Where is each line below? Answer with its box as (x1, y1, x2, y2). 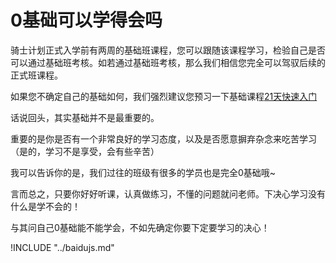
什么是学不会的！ (10, 200, 81, 212)
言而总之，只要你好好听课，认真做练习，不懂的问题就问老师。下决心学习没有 (10, 187, 326, 200)
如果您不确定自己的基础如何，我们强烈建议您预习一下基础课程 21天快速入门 (10, 90, 318, 102)
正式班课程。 (10, 69, 63, 81)
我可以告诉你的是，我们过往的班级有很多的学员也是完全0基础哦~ (10, 166, 277, 178)
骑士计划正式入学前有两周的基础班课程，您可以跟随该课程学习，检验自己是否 (10, 44, 326, 56)
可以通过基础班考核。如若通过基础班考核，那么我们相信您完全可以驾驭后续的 (10, 56, 326, 68)
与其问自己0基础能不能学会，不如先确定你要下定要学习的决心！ (10, 221, 270, 233)
